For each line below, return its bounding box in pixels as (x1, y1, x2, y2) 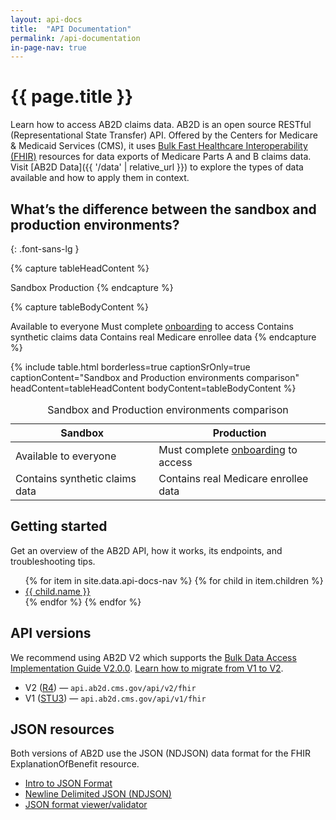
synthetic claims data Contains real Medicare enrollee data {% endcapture (10, 331, 317, 343)
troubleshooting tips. (10, 555, 96, 567)
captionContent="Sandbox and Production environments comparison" (10, 372, 300, 383)
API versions (10, 625, 92, 642)
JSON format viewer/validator (24, 799, 148, 811)
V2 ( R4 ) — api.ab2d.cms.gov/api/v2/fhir (24, 681, 197, 693)
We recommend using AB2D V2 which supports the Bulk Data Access (10, 651, 297, 663)
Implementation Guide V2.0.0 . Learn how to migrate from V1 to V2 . (10, 662, 284, 674)
